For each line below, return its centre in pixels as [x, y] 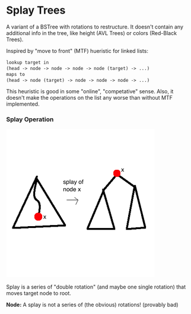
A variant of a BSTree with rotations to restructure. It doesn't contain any [95, 27]
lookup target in [28, 62]
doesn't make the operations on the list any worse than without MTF [90, 97]
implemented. [23, 104]
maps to [16, 74]
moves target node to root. [39, 293]
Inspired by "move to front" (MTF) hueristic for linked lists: [77, 50]
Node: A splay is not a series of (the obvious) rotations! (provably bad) [93, 305]
